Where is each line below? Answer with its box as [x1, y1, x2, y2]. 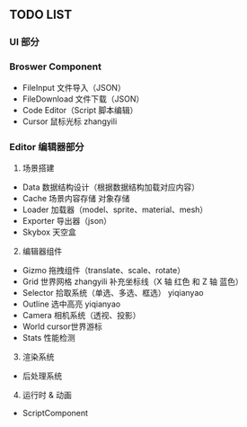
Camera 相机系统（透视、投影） [22, 309, 141, 320]
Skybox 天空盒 [22, 227, 76, 237]
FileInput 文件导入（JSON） [22, 82, 126, 93]
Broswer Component [9, 60, 101, 73]
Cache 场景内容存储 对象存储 [22, 192, 130, 203]
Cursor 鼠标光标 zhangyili [22, 116, 118, 127]
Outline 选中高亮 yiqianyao [22, 298, 121, 309]
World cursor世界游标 [22, 321, 103, 332]
